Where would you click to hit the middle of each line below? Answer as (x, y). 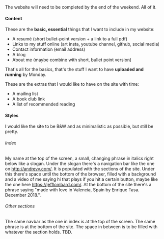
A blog (19, 55)
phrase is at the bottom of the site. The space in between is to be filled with (82, 227)
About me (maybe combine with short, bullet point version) (72, 60)
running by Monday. (26, 75)
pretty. (12, 132)
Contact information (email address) (49, 49)
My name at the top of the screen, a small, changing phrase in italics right (79, 158)
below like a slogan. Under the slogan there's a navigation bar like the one (80, 163)
